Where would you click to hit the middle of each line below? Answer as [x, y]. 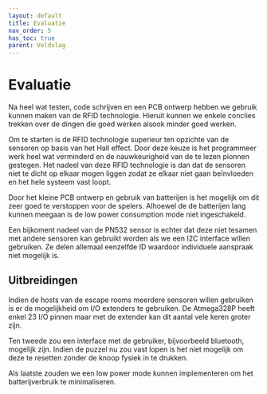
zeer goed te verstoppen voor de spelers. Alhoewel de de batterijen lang [127, 206]
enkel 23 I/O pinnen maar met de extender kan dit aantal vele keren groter [130, 316]
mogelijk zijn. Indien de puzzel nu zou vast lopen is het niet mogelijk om [126, 349]
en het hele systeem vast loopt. [60, 182]
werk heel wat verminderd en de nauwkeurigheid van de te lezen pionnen [129, 157]
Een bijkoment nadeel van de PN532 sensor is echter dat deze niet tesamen [133, 230]
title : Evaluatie [37, 23]
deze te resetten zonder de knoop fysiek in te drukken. [98, 357]
